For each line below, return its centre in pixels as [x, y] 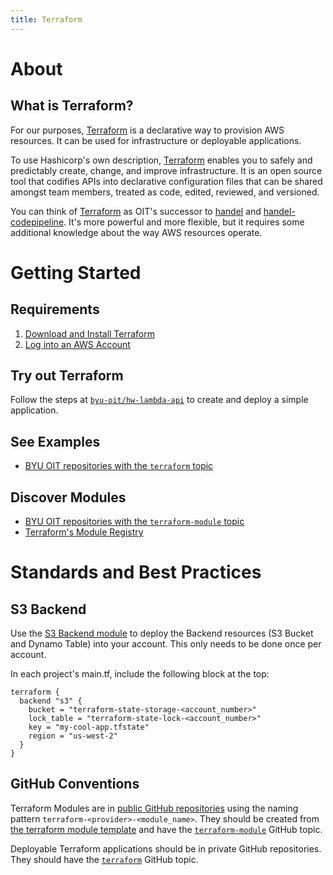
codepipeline [37, 222]
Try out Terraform [67, 376]
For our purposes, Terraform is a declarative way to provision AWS [147, 130]
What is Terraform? [72, 106]
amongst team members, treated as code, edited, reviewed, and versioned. [165, 192]
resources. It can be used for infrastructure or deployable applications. [156, 140]
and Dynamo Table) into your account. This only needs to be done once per [166, 644]
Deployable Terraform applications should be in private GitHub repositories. [166, 848]
